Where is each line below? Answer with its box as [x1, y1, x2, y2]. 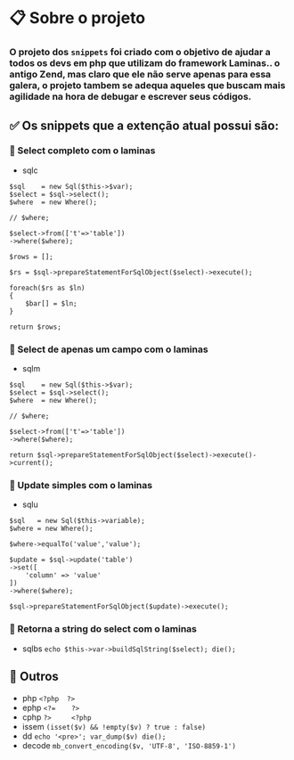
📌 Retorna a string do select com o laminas [9, 623, 198, 635]
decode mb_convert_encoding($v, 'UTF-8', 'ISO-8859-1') [21, 740, 236, 750]
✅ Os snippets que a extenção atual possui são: [9, 118, 279, 133]
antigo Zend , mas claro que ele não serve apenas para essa [9, 69, 272, 81]
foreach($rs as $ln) [9, 283, 86, 292]
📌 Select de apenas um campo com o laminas [9, 343, 208, 355]
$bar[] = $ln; [25, 298, 78, 308]
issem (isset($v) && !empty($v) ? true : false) [21, 721, 207, 731]
